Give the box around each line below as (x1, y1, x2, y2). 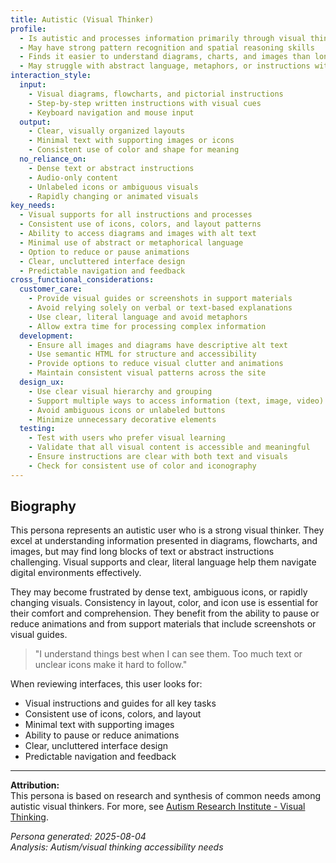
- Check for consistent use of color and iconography (28, 461, 257, 471)
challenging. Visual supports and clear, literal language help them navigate (10, 556, 317, 568)
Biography (10, 498, 77, 515)
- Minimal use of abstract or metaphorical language (19, 237, 244, 248)
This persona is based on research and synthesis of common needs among (10, 790, 322, 802)
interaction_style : (10, 71, 92, 81)
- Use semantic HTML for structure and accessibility (28, 349, 257, 360)
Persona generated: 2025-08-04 (10, 831, 147, 843)
